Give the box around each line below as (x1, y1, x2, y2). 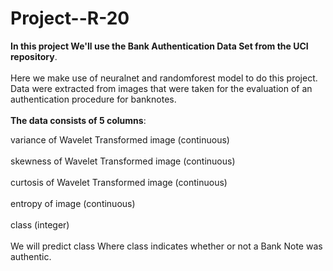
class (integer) (10, 218, 70, 231)
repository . (10, 50, 58, 62)
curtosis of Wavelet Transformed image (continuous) (10, 176, 228, 188)
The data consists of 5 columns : (10, 114, 147, 126)
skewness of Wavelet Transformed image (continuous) (10, 155, 236, 167)
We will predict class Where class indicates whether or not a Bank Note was (10, 240, 323, 252)
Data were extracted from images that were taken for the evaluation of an (10, 82, 313, 94)
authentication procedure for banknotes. (10, 93, 177, 105)
